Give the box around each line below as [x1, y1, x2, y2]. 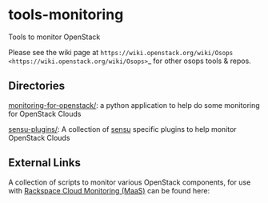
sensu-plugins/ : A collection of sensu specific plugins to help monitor [8, 124, 238, 133]
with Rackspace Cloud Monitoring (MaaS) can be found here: [8, 185, 210, 195]
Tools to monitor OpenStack [8, 32, 101, 42]
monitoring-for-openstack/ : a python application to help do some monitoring [8, 100, 260, 109]
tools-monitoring [8, 6, 124, 24]
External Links [8, 156, 82, 169]
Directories [8, 79, 66, 93]
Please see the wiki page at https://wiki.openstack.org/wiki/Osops [8, 47, 234, 57]
